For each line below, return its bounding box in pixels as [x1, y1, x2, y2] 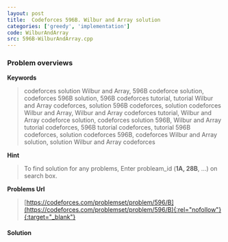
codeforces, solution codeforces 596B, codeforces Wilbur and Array [23, 131, 218, 139]
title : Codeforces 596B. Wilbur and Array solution [7, 16, 161, 23]
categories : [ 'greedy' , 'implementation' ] [7, 23, 130, 29]
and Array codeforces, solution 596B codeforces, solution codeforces [23, 101, 221, 110]
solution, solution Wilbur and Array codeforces [23, 138, 155, 146]
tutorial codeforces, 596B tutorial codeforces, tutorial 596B [23, 123, 191, 132]
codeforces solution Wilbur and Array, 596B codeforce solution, [23, 87, 204, 95]
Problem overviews [7, 58, 73, 68]
